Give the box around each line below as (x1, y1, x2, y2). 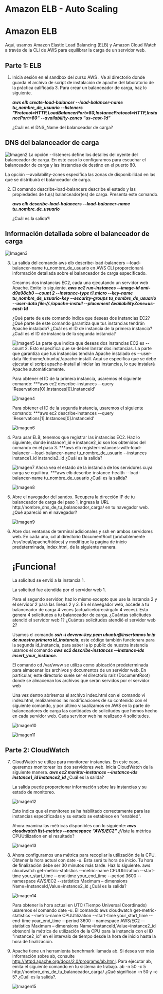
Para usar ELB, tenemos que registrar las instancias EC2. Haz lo (12, 434, 140, 440)
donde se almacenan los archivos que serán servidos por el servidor (12, 677, 150, 683)
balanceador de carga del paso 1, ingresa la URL (12, 499, 109, 505)
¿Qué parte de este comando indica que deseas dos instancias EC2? (12, 315, 150, 321)
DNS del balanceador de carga (5, 138, 99, 147)
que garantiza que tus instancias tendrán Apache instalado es (12, 351, 136, 356)
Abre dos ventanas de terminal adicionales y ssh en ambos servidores (12, 528, 153, 534)
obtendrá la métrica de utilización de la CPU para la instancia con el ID (12, 928, 153, 934)
